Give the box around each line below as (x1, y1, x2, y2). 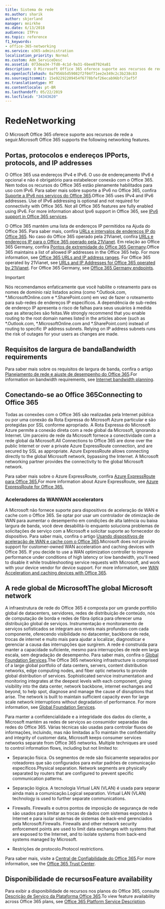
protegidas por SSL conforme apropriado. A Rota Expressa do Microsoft (5, 422, 151, 428)
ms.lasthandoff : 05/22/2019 (5, 90, 63, 94)
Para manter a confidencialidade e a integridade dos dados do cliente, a (5, 714, 151, 720)
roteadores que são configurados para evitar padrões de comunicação (12, 759, 156, 765)
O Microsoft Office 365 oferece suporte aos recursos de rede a (5, 131, 133, 138)
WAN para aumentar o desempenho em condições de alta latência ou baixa (5, 517, 158, 523)
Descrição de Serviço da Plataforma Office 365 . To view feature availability (5, 893, 156, 899)
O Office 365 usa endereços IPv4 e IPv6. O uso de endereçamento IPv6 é (5, 172, 154, 178)
